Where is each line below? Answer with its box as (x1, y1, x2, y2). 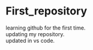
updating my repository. (5, 30, 65, 37)
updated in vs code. (5, 37, 55, 44)
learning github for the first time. (5, 24, 86, 31)
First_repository (5, 4, 88, 18)
